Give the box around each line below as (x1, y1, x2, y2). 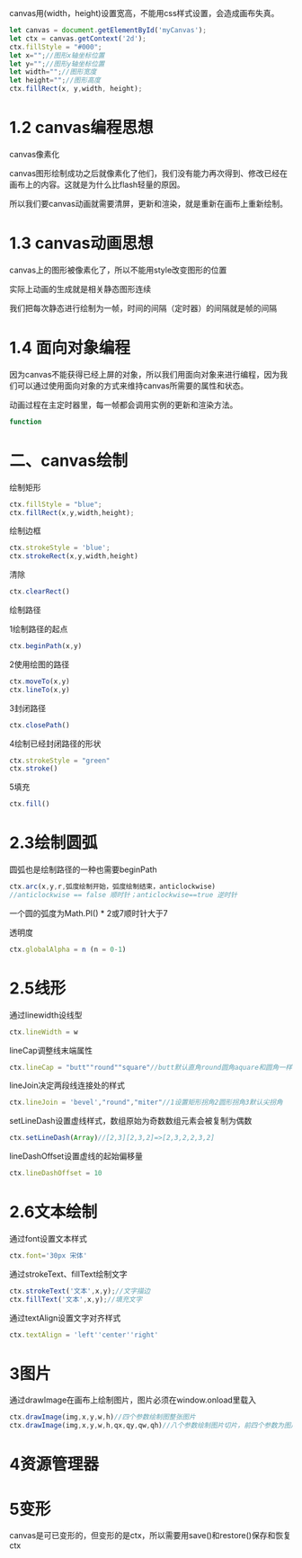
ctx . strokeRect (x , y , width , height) (9, 552, 139, 561)
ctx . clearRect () (9, 587, 70, 596)
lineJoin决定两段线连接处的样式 (9, 1080, 126, 1091)
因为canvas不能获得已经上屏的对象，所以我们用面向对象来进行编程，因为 (9, 369, 280, 379)
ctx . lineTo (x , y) (9, 685, 70, 694)
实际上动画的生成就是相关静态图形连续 (9, 283, 151, 294)
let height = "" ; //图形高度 (9, 76, 102, 85)
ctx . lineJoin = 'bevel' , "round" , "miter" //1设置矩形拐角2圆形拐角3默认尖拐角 (9, 1098, 283, 1108)
